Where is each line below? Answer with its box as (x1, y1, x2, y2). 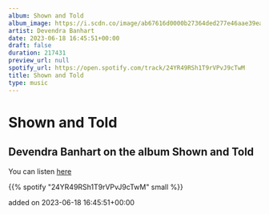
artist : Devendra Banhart (8, 26, 94, 34)
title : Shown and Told (8, 71, 84, 79)
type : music (8, 79, 48, 87)
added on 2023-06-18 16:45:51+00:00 (8, 197, 134, 207)
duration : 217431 (8, 49, 66, 57)
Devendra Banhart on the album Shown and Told (8, 145, 255, 159)
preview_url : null (8, 57, 70, 65)
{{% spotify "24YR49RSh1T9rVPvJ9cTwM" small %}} (8, 182, 184, 192)
